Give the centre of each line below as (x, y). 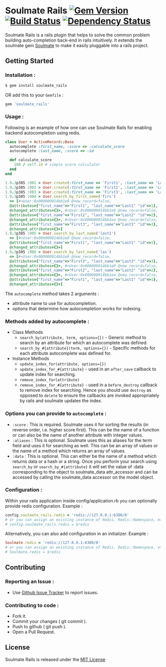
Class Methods (28, 332)
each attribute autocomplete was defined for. (65, 353)
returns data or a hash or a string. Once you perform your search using (84, 461)
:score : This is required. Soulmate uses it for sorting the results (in (80, 424)
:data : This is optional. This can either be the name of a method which (84, 456)
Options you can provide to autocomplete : (56, 414)
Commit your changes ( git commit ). (50, 621)
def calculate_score (31, 160)
